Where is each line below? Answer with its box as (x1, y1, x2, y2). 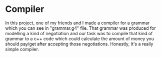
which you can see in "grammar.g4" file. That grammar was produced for (5, 25, 156, 31)
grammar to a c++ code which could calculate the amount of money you (5, 36, 154, 42)
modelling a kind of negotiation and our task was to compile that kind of (5, 30, 153, 36)
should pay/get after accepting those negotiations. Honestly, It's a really (5, 41, 153, 47)
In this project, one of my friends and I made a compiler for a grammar (5, 20, 150, 26)
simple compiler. (5, 46, 39, 52)
